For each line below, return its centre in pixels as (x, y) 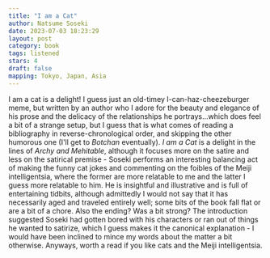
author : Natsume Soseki (49, 23)
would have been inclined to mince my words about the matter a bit (120, 236)
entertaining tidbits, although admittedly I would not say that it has (118, 193)
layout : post (30, 38)
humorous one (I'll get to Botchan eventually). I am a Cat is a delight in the (132, 142)
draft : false (30, 69)
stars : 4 (23, 61)
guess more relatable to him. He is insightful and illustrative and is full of (128, 185)
